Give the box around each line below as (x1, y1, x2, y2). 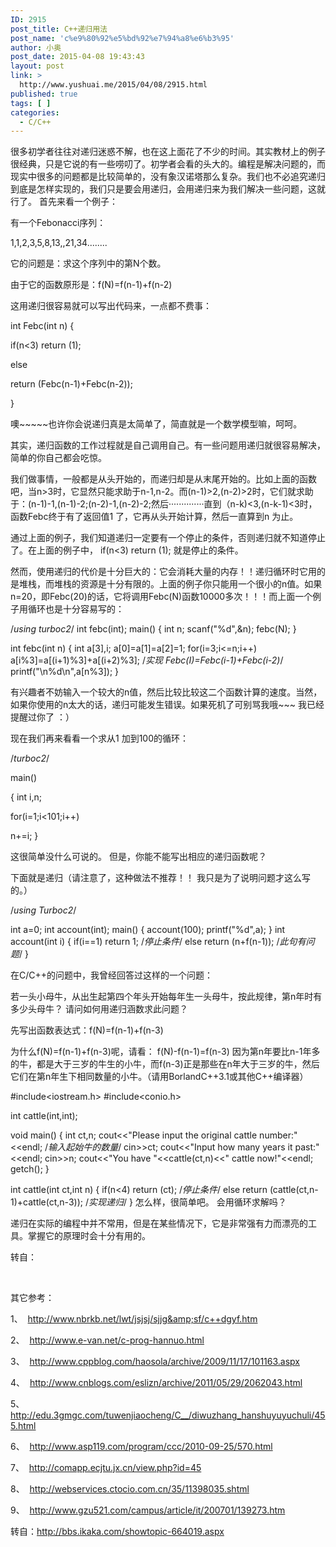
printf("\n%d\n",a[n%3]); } (10, 666, 120, 678)
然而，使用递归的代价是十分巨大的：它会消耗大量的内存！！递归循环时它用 (10, 566, 317, 578)
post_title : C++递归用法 (10, 24, 108, 34)
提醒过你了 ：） (10, 711, 75, 723)
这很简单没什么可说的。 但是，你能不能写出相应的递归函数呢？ (10, 851, 267, 863)
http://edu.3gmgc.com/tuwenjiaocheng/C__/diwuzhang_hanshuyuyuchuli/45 (10, 1409, 326, 1421)
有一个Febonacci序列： (10, 217, 107, 229)
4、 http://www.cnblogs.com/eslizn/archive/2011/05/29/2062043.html (10, 1377, 303, 1389)
